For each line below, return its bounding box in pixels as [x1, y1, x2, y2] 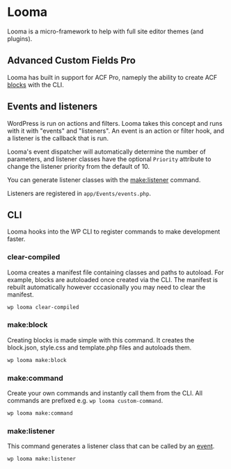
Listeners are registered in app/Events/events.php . [7, 189, 152, 197]
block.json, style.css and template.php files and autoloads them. [7, 343, 192, 352]
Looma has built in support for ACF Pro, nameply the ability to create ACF [7, 73, 218, 81]
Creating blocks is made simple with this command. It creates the [7, 336, 195, 344]
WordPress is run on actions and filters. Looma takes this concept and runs [7, 119, 223, 127]
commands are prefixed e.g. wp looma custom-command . [7, 397, 164, 405]
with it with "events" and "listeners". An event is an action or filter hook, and [7, 126, 225, 135]
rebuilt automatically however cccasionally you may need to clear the [7, 283, 206, 291]
